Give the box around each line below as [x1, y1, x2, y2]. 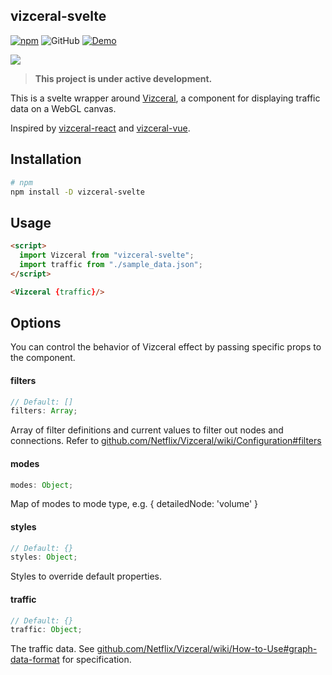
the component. [10, 352, 76, 364]
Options [10, 314, 62, 331]
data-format [10, 654, 60, 666]
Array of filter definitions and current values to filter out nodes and [10, 424, 284, 436]
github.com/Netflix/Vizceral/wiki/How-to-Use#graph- [96, 643, 318, 655]
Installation [10, 151, 82, 168]
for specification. [61, 654, 132, 666]
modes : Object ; [10, 480, 74, 490]
